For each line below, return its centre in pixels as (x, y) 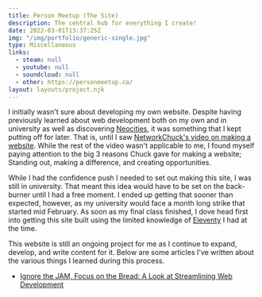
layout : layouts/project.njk (56, 89)
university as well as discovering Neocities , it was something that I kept (125, 129)
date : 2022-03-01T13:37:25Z (55, 30)
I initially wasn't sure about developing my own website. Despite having (125, 112)
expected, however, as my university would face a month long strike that (127, 203)
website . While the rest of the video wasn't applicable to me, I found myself (131, 146)
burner (19, 195)
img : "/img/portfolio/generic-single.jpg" (79, 38)
